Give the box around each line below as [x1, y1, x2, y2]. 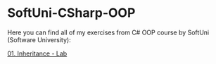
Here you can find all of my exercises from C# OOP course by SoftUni [7, 28, 210, 37]
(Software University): [7, 35, 72, 44]
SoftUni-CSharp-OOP [7, 5, 136, 21]
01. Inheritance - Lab [7, 49, 68, 58]
